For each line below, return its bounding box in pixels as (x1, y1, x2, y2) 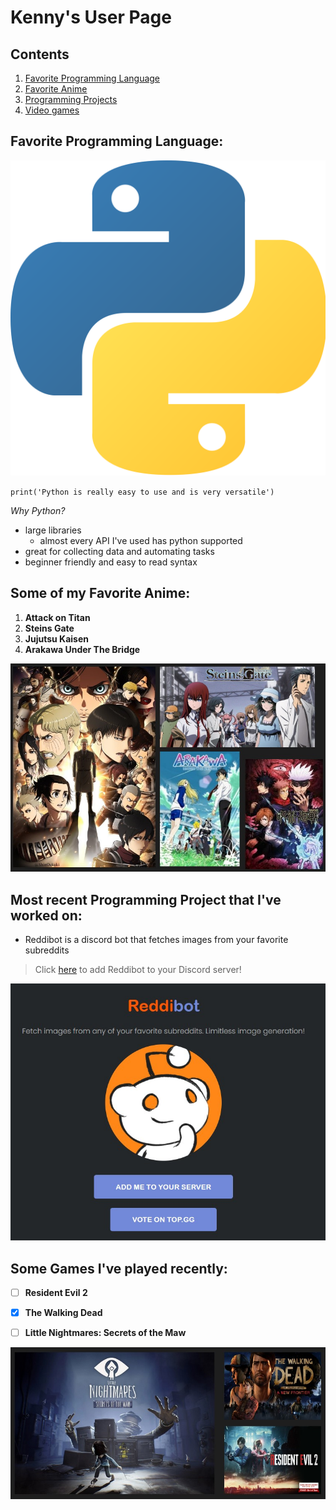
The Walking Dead (24, 1307, 103, 1319)
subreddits (24, 944, 70, 956)
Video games (24, 104, 80, 116)
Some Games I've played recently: (10, 1260, 228, 1277)
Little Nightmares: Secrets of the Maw (24, 1327, 187, 1339)
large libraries (24, 524, 82, 536)
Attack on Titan (24, 611, 91, 623)
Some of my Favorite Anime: (10, 585, 191, 602)
